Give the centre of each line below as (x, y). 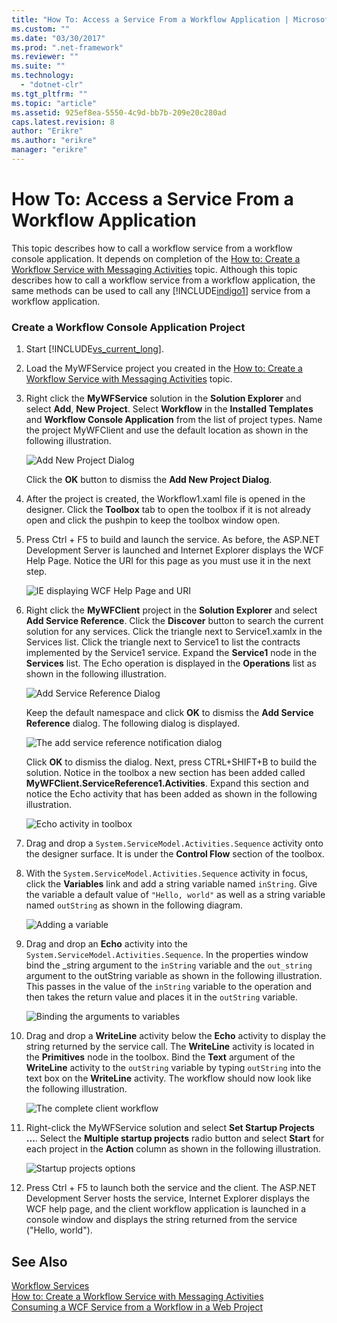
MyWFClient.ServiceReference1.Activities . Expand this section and (167, 783)
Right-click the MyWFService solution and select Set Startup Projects (170, 1128)
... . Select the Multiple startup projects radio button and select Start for (175, 1138)
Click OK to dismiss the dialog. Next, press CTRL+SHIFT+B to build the (171, 762)
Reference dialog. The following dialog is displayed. (133, 723)
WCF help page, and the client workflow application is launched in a (166, 1209)
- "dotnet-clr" (52, 85)
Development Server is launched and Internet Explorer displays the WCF (175, 550)
